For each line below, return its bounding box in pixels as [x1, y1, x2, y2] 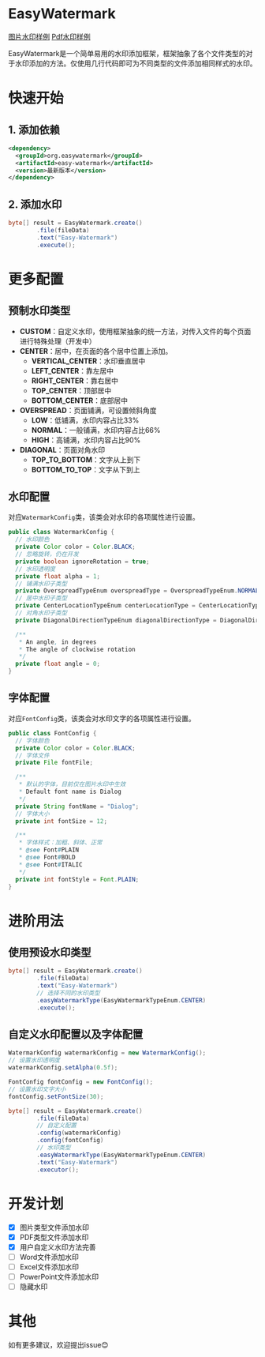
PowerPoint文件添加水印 [19, 1272, 99, 1281]
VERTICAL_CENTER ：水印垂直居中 [31, 356, 146, 366]
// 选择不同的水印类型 [36, 989, 100, 997]
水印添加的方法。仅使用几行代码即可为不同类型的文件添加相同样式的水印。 [14, 58, 257, 68]
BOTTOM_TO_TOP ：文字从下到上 [31, 464, 140, 474]
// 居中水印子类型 [15, 594, 68, 603]
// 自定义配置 [36, 1122, 77, 1130]
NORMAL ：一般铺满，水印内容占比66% [31, 425, 161, 434]
